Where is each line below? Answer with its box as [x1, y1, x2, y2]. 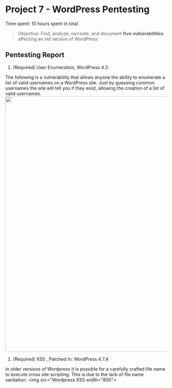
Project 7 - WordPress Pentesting [5, 4, 150, 15]
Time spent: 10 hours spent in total [5, 20, 78, 27]
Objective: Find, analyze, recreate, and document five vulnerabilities [17, 30, 164, 36]
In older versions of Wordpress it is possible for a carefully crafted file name [5, 366, 165, 372]
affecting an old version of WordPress [17, 36, 98, 42]
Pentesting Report [5, 51, 65, 59]
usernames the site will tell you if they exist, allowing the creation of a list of [5, 85, 165, 91]
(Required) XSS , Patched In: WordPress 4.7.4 [12, 356, 109, 362]
